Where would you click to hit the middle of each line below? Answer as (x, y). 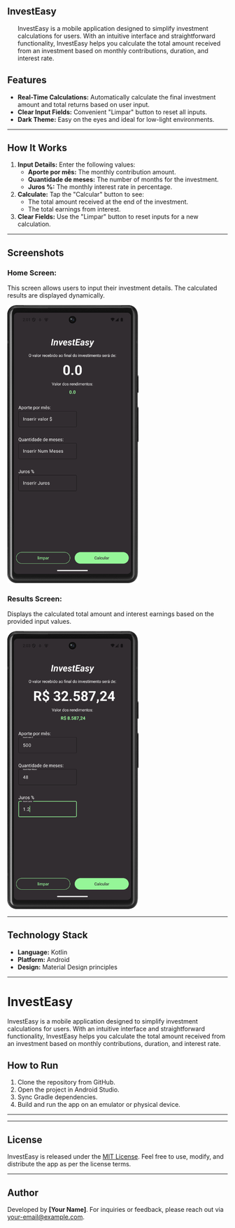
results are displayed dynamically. (56, 295)
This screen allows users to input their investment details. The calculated (112, 288)
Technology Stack (48, 935)
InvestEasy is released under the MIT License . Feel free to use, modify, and (115, 1157)
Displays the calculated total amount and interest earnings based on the (111, 614)
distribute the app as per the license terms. (69, 1164)
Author (23, 1193)
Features (27, 80)
